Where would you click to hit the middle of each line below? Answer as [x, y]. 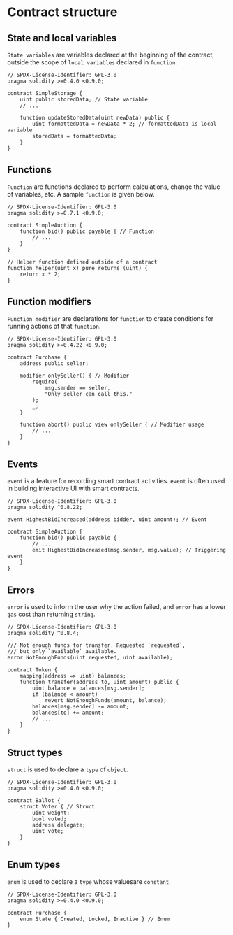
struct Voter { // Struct [58, 807]
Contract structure [62, 12]
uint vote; [48, 831]
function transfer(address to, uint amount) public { [99, 683]
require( [45, 382]
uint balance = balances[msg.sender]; [89, 688]
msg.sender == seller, [77, 388]
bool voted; [50, 819]
